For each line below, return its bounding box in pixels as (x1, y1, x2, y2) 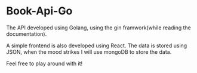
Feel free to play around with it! (6, 60, 83, 67)
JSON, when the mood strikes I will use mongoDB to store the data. (6, 48, 172, 55)
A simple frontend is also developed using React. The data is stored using (6, 42, 187, 49)
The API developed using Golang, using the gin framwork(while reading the (6, 24, 191, 31)
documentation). (6, 30, 47, 37)
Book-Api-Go (6, 4, 73, 18)
